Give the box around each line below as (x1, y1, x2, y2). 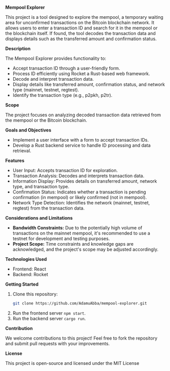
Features (5, 157, 24, 163)
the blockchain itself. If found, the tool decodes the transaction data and (5, 30, 156, 36)
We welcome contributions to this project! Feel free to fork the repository (5, 335, 158, 341)
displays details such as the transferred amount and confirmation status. (5, 36, 157, 42)
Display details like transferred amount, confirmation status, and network (12, 81, 165, 87)
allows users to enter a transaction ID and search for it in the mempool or (5, 25, 158, 31)
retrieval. (12, 148, 31, 154)
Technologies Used (5, 256, 47, 262)
